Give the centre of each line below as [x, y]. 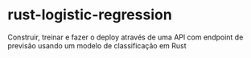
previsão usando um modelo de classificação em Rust [97, 45]
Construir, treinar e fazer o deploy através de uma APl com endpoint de [125, 37]
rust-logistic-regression [90, 15]
